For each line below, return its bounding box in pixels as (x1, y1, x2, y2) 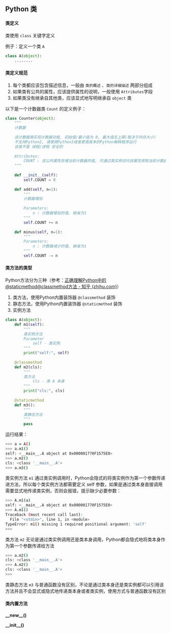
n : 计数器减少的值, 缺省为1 (32, 244, 87, 249)
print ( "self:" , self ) (23, 351, 70, 356)
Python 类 (5, 5, 37, 14)
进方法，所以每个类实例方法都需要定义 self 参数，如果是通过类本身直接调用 (5, 481, 163, 488)
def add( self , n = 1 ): (14, 187, 58, 192)
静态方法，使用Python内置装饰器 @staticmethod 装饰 (12, 301, 123, 307)
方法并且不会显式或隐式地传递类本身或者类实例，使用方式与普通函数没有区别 (5, 588, 166, 594)
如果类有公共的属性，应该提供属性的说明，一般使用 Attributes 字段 (12, 88, 153, 94)
